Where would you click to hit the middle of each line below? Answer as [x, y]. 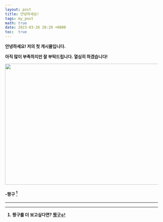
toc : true [16, 32]
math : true [16, 23]
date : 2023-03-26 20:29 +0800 [36, 28]
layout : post [18, 9]
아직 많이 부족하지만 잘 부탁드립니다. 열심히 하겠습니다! [56, 57]
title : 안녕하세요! [22, 14]
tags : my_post [19, 18]
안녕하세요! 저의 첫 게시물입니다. [35, 46]
